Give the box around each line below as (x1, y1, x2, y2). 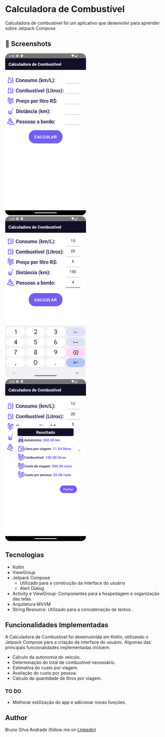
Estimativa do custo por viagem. (12, 665, 79, 671)
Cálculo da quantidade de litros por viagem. (12, 675, 102, 681)
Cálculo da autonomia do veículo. (12, 654, 81, 660)
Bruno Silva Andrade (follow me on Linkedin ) (5, 727, 97, 733)
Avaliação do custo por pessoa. (12, 670, 77, 676)
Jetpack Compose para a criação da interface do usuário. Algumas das (5, 639, 151, 645)
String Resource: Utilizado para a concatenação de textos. (12, 606, 132, 612)
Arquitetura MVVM (12, 601, 51, 607)
